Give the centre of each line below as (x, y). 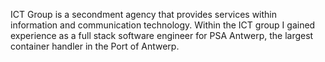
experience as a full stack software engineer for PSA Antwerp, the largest (162, 35)
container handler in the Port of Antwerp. (95, 46)
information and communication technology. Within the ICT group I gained (163, 25)
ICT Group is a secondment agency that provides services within (144, 14)
